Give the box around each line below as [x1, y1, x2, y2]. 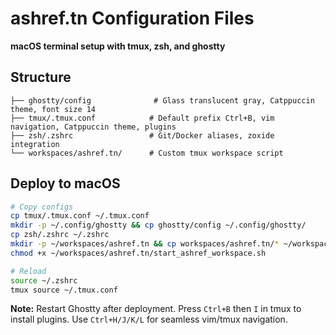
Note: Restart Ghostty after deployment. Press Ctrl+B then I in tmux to [10, 303, 302, 315]
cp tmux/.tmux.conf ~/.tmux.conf [10, 211, 150, 221]
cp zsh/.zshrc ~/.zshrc [10, 230, 110, 240]
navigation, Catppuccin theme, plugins [10, 122, 177, 132]
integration [10, 139, 60, 149]
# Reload [10, 266, 47, 276]
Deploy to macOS [10, 175, 121, 192]
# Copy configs [10, 202, 74, 212]
